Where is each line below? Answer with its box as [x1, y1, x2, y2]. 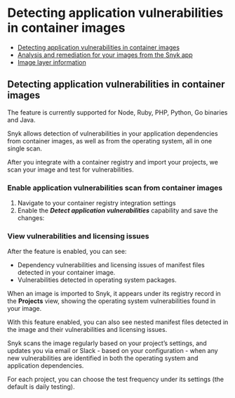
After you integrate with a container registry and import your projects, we [7, 158, 219, 166]
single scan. [7, 144, 42, 153]
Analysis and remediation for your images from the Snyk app [17, 51, 193, 59]
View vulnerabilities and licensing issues [7, 231, 149, 240]
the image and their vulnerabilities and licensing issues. [7, 326, 168, 334]
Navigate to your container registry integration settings [17, 199, 177, 207]
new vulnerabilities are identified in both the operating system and [7, 354, 199, 363]
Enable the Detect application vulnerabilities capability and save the [17, 206, 219, 215]
